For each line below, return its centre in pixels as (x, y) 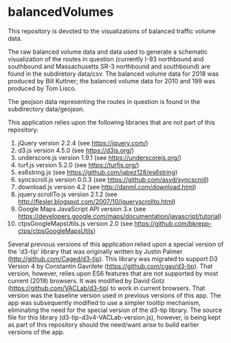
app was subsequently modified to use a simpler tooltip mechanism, (104, 302)
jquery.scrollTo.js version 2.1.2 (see (67, 194)
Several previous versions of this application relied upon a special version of (116, 244)
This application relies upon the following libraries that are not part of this (111, 122)
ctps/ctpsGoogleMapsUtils (55, 231)
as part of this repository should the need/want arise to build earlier (103, 324)
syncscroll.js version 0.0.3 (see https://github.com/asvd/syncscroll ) (113, 179)
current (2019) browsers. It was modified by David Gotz (86, 280)
